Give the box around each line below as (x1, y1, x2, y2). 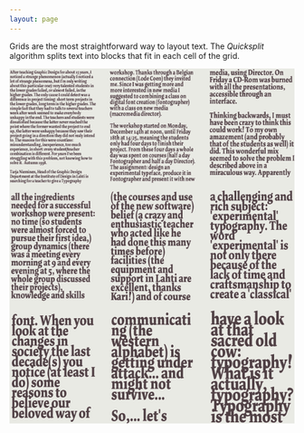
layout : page (9, 14, 59, 24)
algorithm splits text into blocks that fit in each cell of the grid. (9, 50, 240, 61)
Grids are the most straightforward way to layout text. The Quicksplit (9, 41, 264, 52)
